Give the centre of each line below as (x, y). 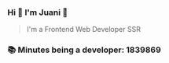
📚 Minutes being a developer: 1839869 (84, 50)
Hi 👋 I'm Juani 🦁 (38, 12)
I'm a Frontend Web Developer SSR (83, 30)
